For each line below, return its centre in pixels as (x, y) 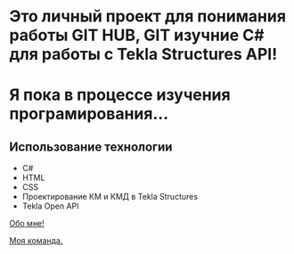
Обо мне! (27, 224)
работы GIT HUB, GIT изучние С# (137, 35)
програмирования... (89, 114)
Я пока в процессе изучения (120, 95)
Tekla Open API (50, 206)
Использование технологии (91, 147)
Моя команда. (36, 241)
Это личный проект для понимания (148, 16)
